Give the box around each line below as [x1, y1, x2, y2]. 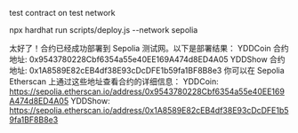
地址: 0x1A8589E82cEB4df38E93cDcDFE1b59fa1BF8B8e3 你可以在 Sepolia [9, 66, 285, 75]
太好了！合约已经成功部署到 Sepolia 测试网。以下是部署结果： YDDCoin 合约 [9, 43, 289, 53]
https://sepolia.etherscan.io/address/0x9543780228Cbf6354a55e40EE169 [9, 86, 285, 97]
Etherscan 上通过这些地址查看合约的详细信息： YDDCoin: [9, 76, 220, 87]
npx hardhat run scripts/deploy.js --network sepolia [9, 25, 198, 35]
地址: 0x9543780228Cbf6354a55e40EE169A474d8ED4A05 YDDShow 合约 [9, 54, 286, 65]
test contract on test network [9, 8, 116, 18]
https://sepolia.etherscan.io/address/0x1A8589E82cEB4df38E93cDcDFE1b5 [9, 106, 289, 115]
